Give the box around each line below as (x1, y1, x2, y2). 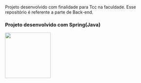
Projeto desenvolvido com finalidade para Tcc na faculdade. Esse (5, 4, 136, 10)
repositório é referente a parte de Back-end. (5, 9, 93, 15)
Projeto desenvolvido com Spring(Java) (5, 21, 101, 28)
